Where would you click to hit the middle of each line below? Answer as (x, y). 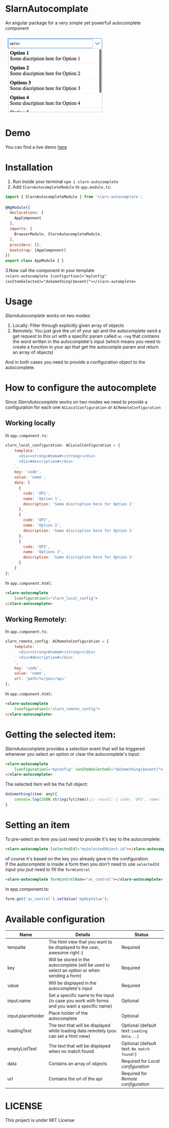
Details (83, 934)
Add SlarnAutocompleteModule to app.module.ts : (62, 187)
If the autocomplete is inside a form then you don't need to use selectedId (82, 864)
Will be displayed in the (72, 983)
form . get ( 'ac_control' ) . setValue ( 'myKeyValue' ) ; (57, 899)
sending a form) (65, 976)
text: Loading (134, 1031)
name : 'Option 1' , (43, 499)
